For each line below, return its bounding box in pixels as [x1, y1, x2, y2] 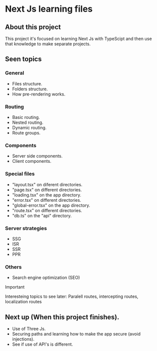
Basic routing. [12, 114, 40, 120]
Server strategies [5, 225, 47, 232]
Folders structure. [12, 86, 48, 92]
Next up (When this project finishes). [5, 313, 120, 321]
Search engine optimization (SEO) [12, 274, 80, 281]
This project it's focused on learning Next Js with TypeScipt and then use [5, 36, 152, 41]
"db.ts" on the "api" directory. [12, 213, 72, 218]
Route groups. [12, 130, 41, 136]
